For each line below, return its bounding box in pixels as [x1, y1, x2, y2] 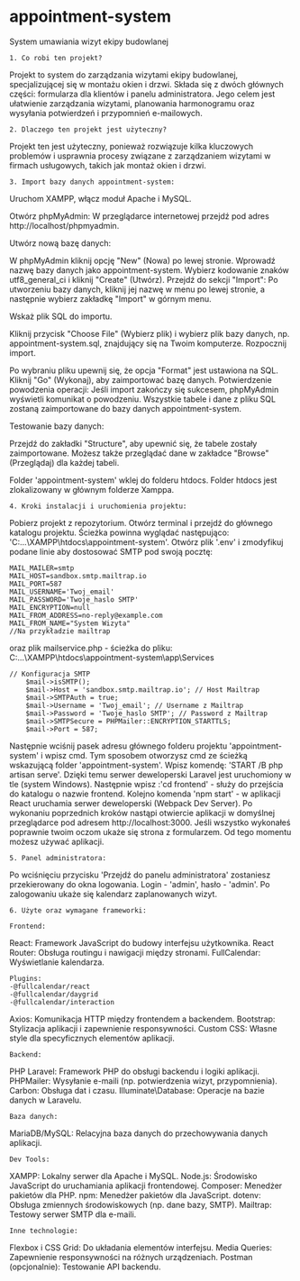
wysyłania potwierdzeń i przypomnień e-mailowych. [9, 107, 203, 118]
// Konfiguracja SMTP [9, 669, 91, 678]
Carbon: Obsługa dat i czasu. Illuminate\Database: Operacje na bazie [9, 1085, 265, 1095]
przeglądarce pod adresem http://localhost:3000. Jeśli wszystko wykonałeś [9, 817, 291, 828]
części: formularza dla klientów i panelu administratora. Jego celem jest [9, 88, 276, 99]
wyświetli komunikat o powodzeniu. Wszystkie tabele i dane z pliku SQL [9, 394, 277, 404]
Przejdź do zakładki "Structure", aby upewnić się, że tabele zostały [9, 438, 258, 449]
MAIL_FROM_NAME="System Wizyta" [9, 619, 131, 628]
